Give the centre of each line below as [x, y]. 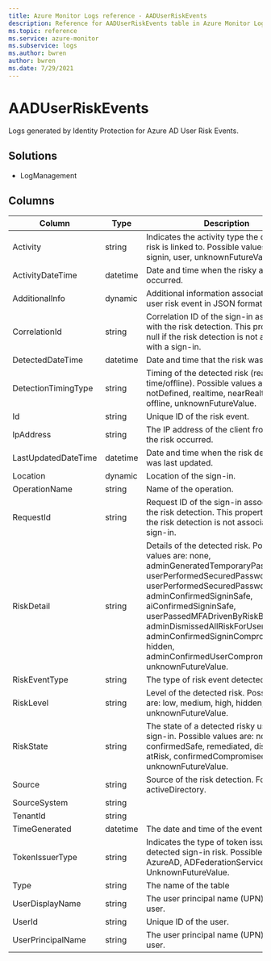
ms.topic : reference [43, 31]
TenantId [29, 816]
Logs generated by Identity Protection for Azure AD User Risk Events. [124, 131]
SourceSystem [40, 803]
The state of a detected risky [201, 726]
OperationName [42, 489]
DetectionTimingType [53, 388]
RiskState [30, 746]
